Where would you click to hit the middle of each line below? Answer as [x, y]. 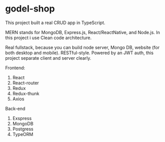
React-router [26, 83]
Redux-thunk [26, 93]
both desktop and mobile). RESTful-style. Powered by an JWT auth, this [79, 53]
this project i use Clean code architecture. [48, 38]
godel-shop [30, 9]
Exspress [22, 118]
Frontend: [15, 68]
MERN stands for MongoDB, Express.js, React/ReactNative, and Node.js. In [83, 32]
